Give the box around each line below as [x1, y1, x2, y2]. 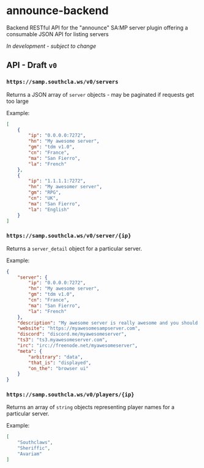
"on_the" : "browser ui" [28, 365, 89, 371]
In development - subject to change [6, 42, 97, 50]
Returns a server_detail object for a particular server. [6, 244, 142, 252]
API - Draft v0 [6, 60, 57, 70]
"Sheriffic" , [17, 445, 51, 451]
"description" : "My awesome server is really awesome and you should [17, 320, 199, 326]
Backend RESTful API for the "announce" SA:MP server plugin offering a [6, 24, 188, 31]
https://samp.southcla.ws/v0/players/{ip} [6, 391, 134, 398]
